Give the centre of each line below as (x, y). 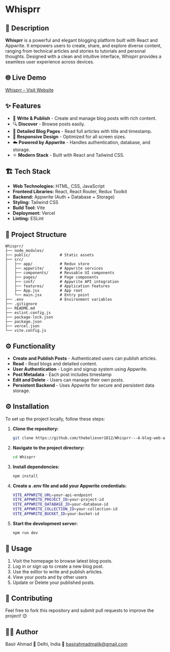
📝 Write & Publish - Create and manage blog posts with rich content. (84, 118)
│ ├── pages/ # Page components (52, 278)
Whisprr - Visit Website (30, 90)
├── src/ (14, 260)
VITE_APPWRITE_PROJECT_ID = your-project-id (58, 500)
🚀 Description (27, 28)
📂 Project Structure (36, 234)
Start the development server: (45, 523)
